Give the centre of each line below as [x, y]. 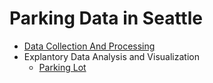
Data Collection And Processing [89, 46]
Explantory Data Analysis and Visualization [111, 56]
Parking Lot [62, 67]
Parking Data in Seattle [106, 18]
